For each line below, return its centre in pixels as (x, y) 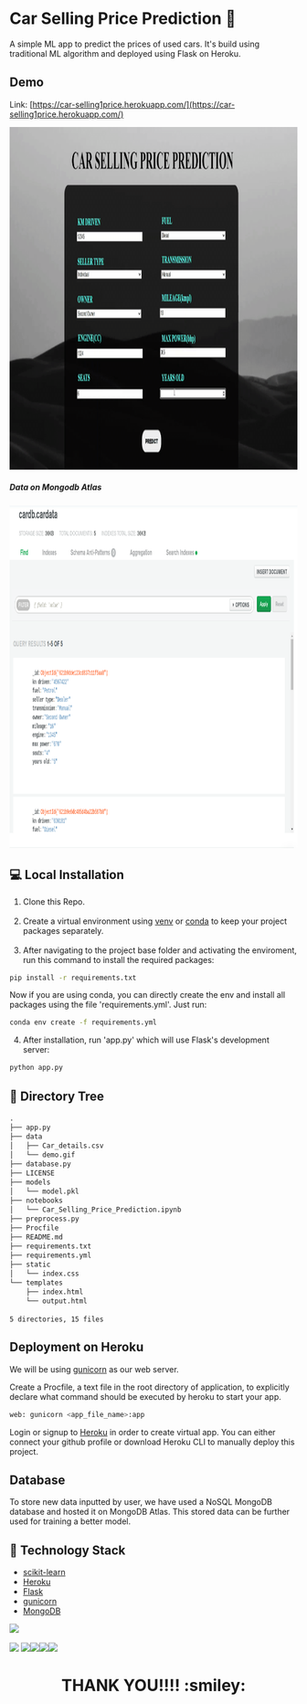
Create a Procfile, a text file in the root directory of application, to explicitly (149, 1387)
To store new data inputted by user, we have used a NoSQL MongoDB (141, 1502)
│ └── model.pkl (44, 1191)
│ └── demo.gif (42, 1155)
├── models (30, 1182)
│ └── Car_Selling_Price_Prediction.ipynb (95, 1210)
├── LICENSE (32, 1173)
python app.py (37, 1068)
